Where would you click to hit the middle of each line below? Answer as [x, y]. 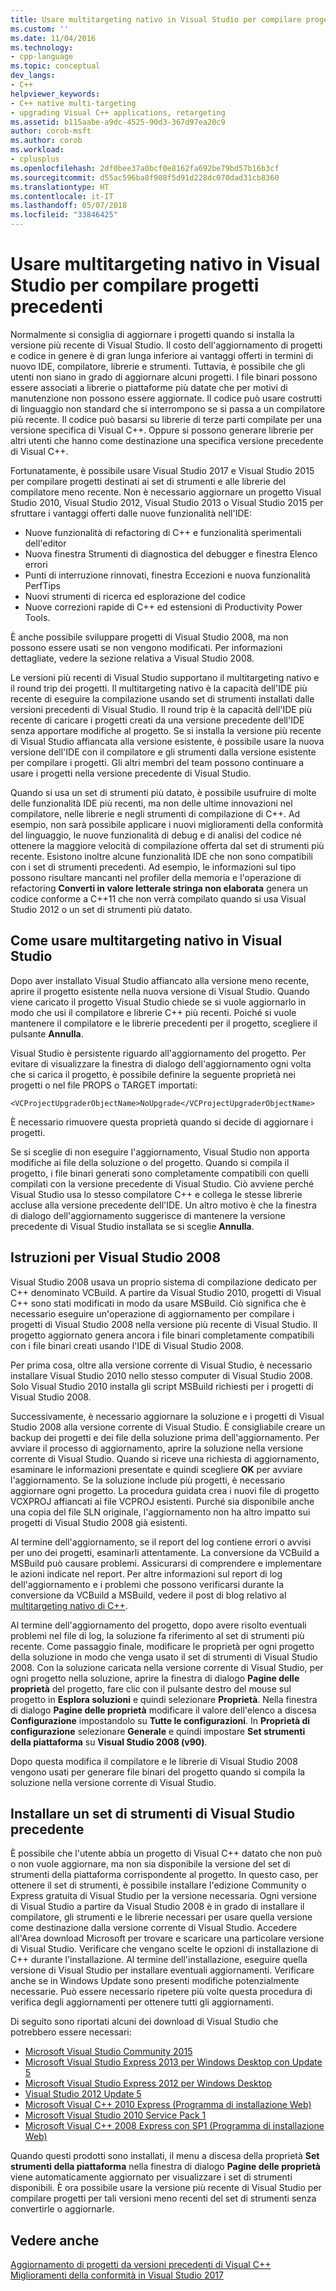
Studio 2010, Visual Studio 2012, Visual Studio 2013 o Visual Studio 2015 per [167, 502]
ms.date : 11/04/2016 [53, 38]
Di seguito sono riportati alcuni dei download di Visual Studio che [144, 2022]
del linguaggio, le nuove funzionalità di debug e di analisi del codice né [156, 835]
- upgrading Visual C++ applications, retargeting [118, 112]
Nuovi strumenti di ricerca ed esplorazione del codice [135, 596]
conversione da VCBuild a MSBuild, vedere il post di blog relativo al [148, 1595]
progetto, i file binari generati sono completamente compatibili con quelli [160, 1173]
